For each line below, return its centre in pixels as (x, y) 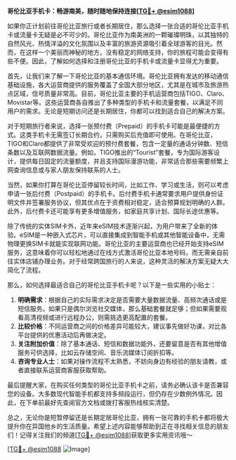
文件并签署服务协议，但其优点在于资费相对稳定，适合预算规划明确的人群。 (121, 202)
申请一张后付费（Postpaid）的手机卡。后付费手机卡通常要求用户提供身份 (112, 193)
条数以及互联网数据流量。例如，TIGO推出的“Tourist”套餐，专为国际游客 (111, 152)
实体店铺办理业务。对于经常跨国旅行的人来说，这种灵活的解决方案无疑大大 (121, 261)
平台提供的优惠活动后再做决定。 (64, 335)
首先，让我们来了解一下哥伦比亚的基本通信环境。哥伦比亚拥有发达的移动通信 (118, 76)
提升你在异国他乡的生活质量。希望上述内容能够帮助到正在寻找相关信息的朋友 (118, 426)
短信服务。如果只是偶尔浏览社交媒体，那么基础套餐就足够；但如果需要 (119, 309)
